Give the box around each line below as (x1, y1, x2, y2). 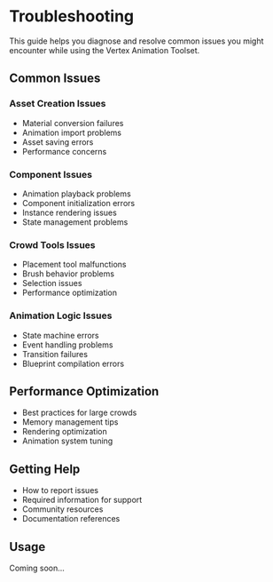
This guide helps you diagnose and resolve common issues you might (9, 36, 264, 46)
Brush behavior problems (21, 268, 115, 279)
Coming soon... (9, 562, 65, 573)
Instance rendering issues (21, 207, 117, 218)
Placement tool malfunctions (21, 259, 127, 270)
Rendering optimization (21, 427, 108, 437)
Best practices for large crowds (21, 407, 137, 419)
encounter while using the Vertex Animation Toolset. (9, 44, 200, 55)
